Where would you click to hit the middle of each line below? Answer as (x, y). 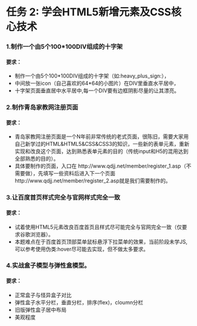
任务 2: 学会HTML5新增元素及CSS (89, 12)
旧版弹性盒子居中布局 (40, 310)
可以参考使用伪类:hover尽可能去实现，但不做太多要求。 (81, 249)
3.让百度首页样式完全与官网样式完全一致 (63, 198)
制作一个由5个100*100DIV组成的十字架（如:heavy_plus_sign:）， (92, 76)
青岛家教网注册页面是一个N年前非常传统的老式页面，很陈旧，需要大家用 (102, 137)
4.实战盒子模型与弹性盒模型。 (48, 265)
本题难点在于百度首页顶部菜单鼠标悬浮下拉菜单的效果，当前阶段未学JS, (101, 241)
